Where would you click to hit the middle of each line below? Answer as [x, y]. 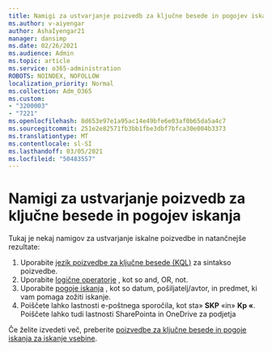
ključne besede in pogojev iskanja [125, 216]
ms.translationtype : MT [49, 136]
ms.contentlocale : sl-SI [50, 144]
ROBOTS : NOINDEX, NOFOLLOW [54, 76]
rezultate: [24, 247]
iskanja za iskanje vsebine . [53, 338]
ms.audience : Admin [41, 53]
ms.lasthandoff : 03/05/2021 [56, 151]
